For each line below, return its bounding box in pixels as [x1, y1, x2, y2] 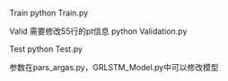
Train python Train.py [9, 8, 89, 18]
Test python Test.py [9, 44, 83, 54]
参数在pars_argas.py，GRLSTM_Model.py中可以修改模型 [9, 62, 219, 72]
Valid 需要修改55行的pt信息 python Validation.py [9, 26, 188, 36]
